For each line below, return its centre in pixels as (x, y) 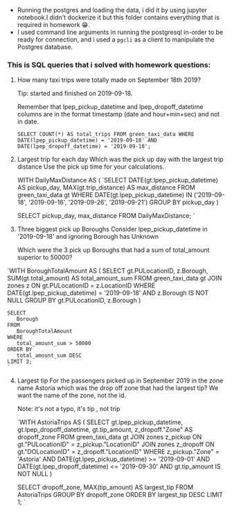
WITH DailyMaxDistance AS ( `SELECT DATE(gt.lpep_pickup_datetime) (117, 180)
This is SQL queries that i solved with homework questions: (109, 65)
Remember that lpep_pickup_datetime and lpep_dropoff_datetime (110, 107)
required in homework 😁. (53, 25)
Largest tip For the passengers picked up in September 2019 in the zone (120, 380)
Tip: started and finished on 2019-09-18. (75, 94)
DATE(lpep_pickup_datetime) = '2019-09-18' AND (87, 141)
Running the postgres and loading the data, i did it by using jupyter (112, 10)
